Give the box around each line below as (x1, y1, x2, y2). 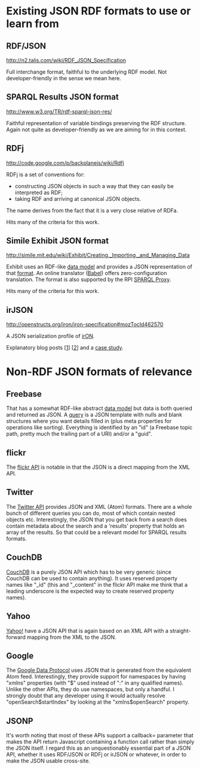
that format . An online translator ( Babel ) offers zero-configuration (6, 270, 167, 277)
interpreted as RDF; (14, 189, 63, 196)
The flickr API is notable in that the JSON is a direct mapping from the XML (6, 463, 190, 471)
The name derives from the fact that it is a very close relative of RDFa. (6, 207, 179, 214)
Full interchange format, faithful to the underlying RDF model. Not (6, 68, 167, 76)
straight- (170, 627, 191, 634)
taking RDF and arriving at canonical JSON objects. (14, 195, 141, 202)
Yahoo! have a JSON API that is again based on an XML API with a (6, 627, 169, 634)
